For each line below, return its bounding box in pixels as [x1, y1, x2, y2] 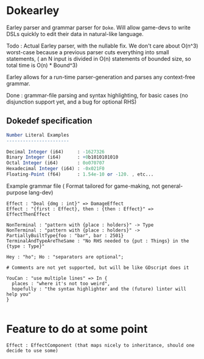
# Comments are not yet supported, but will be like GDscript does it [6, 265, 189, 271]
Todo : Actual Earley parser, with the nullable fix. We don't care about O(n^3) [6, 42, 199, 49]
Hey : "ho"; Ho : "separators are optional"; [6, 254, 124, 260]
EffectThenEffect [6, 211, 51, 217]
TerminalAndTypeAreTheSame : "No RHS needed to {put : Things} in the [6, 238, 189, 244]
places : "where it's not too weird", [12, 280, 111, 286]
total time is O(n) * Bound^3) [6, 62, 78, 69]
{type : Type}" [6, 243, 45, 249]
